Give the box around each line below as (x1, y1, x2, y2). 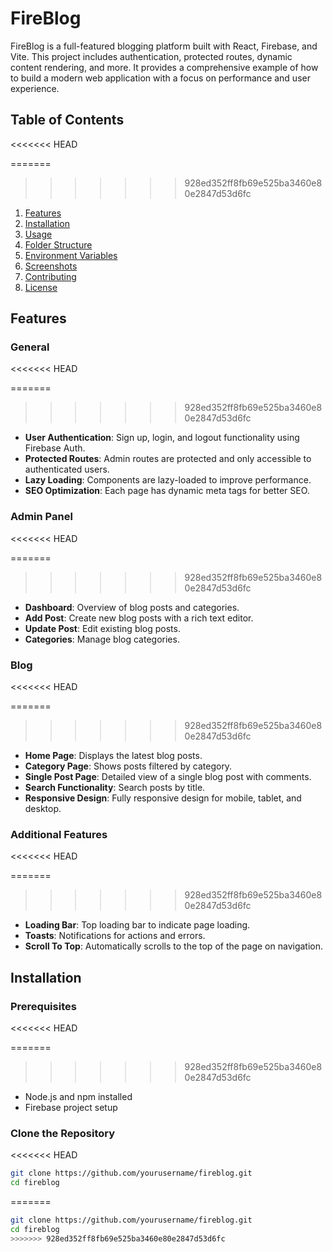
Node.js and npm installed (24, 1091, 133, 1103)
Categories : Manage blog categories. (24, 633, 180, 645)
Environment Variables (24, 249, 118, 261)
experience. (10, 82, 60, 94)
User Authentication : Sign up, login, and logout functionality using (24, 432, 300, 444)
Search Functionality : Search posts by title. (24, 782, 206, 794)
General (10, 340, 50, 354)
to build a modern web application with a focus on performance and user (10, 72, 311, 84)
